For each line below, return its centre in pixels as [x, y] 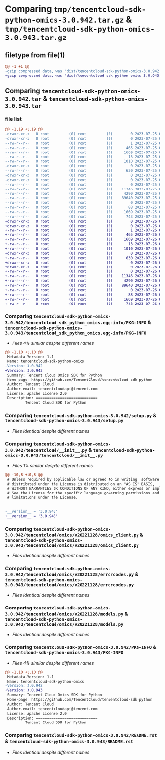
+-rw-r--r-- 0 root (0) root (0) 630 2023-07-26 [81, 258]
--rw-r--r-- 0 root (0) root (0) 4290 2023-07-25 [81, 193]
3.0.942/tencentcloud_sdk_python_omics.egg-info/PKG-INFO [76, 323]
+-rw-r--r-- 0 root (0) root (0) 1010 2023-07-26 [81, 249]
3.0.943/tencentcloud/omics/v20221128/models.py [64, 625]
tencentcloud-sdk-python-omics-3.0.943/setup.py [64, 421]
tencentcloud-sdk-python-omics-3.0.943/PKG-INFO [64, 653]
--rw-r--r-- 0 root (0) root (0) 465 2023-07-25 [81, 148]
